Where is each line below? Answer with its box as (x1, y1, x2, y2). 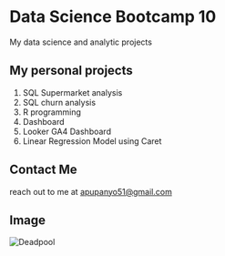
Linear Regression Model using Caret (22, 135, 162, 147)
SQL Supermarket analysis (22, 87, 123, 97)
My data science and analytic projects (9, 36, 153, 47)
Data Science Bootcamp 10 (9, 6, 217, 27)
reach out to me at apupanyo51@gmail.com (9, 186, 173, 197)
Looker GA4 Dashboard (22, 126, 112, 137)
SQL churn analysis (22, 97, 97, 108)
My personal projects (9, 63, 134, 78)
